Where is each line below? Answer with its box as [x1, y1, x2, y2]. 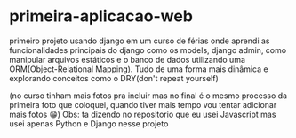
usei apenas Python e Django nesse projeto [9, 118, 169, 129]
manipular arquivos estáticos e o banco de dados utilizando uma [9, 54, 246, 65]
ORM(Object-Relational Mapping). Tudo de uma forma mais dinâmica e [9, 64, 268, 74]
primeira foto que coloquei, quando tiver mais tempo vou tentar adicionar [9, 99, 277, 110]
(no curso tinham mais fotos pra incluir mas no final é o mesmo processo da [9, 90, 287, 101]
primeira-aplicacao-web [9, 6, 194, 27]
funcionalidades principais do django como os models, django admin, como [9, 44, 287, 55]
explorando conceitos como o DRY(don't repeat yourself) [9, 73, 220, 83]
